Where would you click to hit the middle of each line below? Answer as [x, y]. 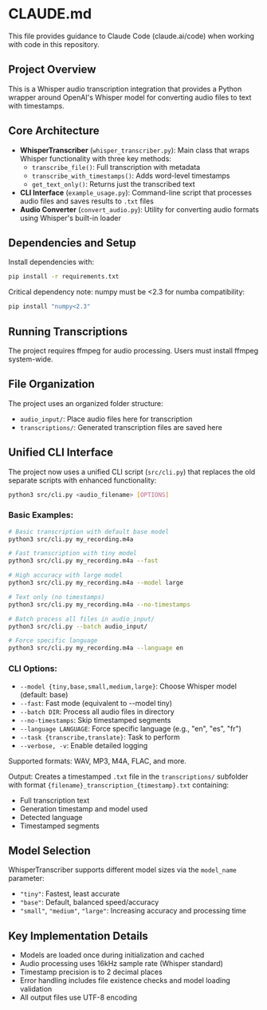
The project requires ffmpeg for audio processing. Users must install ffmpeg [133, 350]
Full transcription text [55, 800]
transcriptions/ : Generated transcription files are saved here [121, 427]
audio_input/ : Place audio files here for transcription [106, 419]
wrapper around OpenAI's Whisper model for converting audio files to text [130, 97]
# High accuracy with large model [66, 575]
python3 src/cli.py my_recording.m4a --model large [96, 583]
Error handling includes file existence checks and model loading [125, 980]
